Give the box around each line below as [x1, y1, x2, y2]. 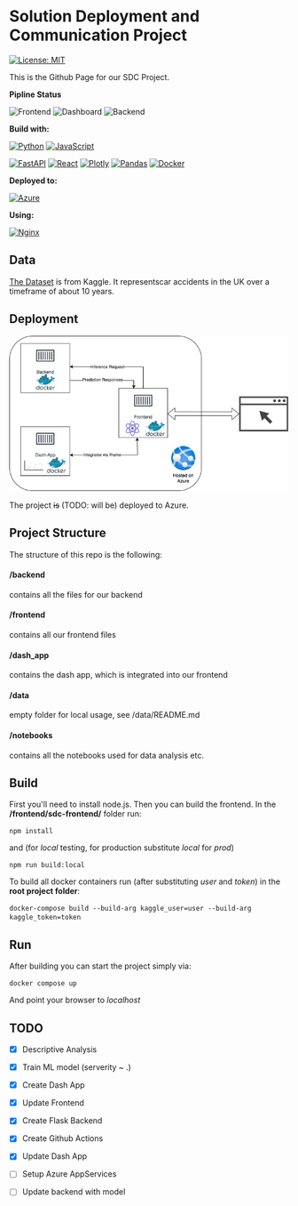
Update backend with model [21, 1186, 126, 1197]
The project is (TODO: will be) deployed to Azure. [9, 500, 189, 511]
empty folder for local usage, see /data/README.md [9, 710, 200, 720]
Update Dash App [21, 1151, 88, 1162]
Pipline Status [9, 89, 62, 100]
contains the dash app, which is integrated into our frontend [9, 670, 228, 680]
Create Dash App [21, 1080, 86, 1090]
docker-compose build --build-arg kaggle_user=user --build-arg [9, 904, 252, 913]
